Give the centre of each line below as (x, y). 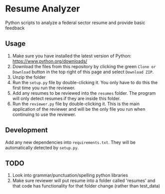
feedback (15, 28)
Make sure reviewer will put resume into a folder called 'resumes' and (84, 180)
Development (27, 130)
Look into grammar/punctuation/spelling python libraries (70, 175)
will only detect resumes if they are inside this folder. (67, 98)
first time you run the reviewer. (44, 88)
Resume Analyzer (43, 9)
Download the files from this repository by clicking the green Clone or (84, 66)
